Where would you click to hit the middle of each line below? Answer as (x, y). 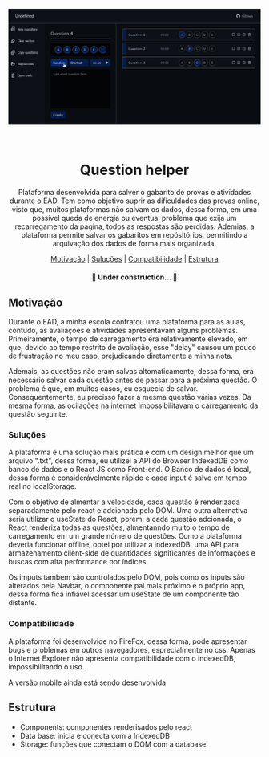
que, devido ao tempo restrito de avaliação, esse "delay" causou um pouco (132, 348)
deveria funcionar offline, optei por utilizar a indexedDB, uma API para (123, 545)
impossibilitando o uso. (46, 666)
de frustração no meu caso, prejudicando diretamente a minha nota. (121, 356)
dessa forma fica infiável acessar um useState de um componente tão (124, 594)
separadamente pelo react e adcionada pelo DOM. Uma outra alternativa (128, 511)
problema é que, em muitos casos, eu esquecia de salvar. (103, 389)
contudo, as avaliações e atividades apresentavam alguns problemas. (123, 331)
